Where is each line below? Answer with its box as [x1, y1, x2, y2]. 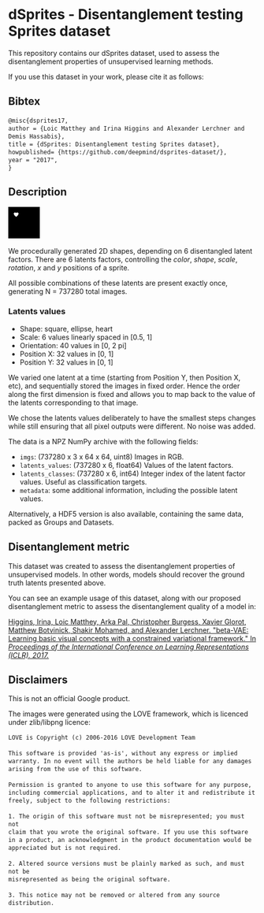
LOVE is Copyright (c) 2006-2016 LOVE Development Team [8, 734, 195, 742]
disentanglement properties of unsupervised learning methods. [8, 57, 214, 66]
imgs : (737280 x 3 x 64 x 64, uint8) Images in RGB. [19, 451, 184, 462]
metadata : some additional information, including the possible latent [19, 485, 238, 495]
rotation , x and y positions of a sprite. [8, 262, 130, 273]
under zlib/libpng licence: [8, 718, 91, 727]
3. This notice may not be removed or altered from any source [8, 892, 221, 900]
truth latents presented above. [8, 577, 106, 588]
